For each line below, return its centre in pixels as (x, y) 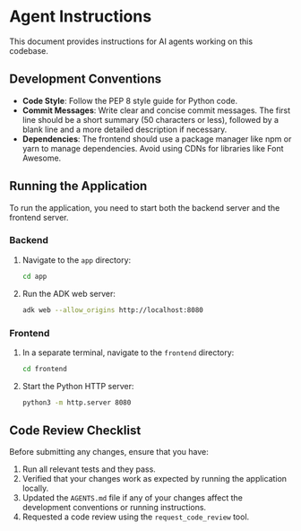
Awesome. (42, 158)
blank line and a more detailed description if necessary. (125, 129)
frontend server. (39, 217)
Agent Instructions (81, 17)
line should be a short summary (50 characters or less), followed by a (150, 119)
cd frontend (44, 369)
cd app (34, 276)
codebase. (29, 50)
